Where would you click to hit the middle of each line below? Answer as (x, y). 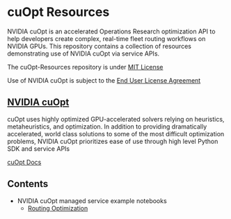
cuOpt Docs (24, 162)
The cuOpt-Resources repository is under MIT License (85, 67)
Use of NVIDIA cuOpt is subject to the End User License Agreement (104, 80)
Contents (28, 184)
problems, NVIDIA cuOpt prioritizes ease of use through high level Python (113, 141)
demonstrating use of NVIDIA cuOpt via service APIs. (83, 54)
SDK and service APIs (39, 148)
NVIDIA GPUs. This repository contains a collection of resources (99, 46)
